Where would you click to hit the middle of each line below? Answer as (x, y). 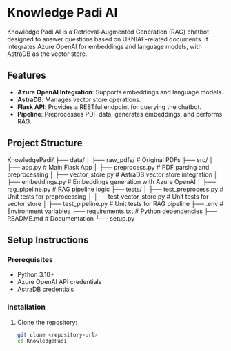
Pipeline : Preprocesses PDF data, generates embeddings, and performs (120, 114)
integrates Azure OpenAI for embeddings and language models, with (104, 46)
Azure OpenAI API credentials (59, 282)
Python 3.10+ (36, 274)
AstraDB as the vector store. (47, 54)
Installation (27, 307)
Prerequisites (30, 259)
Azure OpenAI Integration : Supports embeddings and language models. (120, 92)
